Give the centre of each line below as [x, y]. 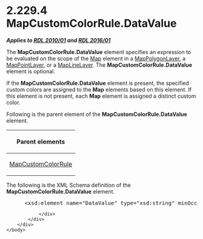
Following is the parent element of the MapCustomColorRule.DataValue [97, 114]
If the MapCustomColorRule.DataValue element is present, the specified [98, 83]
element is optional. [31, 71]
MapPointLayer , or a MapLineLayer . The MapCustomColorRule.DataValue [99, 65]
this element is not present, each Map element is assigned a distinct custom [101, 96]
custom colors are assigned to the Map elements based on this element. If [99, 89]
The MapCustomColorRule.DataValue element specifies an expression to [99, 52]
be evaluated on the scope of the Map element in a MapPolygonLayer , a [96, 58]
